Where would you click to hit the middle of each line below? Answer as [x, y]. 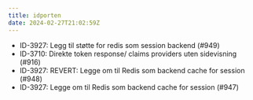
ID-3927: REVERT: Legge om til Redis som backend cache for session [132, 70]
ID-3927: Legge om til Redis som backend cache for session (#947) [129, 87]
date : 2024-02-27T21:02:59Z [54, 23]
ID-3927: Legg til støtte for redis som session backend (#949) [119, 45]
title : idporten [35, 15]
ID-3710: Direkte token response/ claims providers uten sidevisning [128, 54]
